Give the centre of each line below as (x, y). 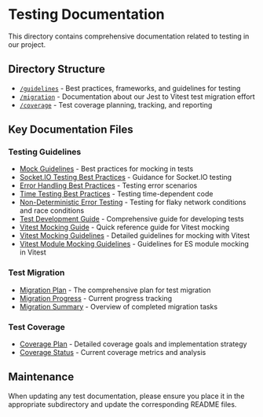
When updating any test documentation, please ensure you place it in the (126, 396)
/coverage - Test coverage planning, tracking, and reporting (116, 104)
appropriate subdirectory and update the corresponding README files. (122, 404)
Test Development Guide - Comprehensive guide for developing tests (132, 219)
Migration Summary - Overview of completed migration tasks (119, 306)
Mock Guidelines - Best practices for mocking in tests (106, 169)
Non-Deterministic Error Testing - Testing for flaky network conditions (133, 203)
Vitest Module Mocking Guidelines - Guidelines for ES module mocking (134, 244)
